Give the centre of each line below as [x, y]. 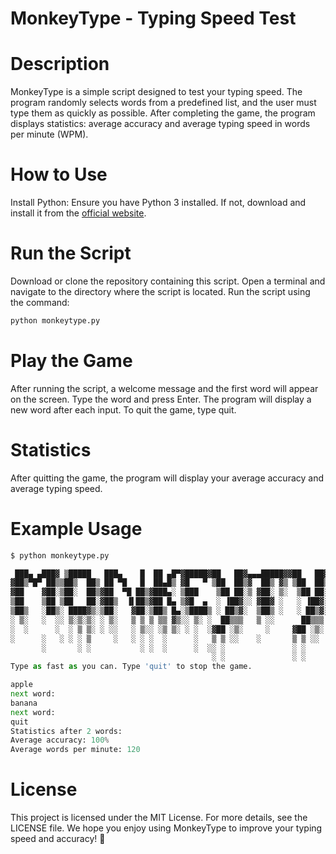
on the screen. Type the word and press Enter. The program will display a [161, 399]
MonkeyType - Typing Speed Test [153, 18]
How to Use [59, 174]
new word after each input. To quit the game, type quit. [123, 409]
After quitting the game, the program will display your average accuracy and [167, 478]
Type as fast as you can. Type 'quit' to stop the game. [131, 667]
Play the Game [71, 361]
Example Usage [76, 528]
